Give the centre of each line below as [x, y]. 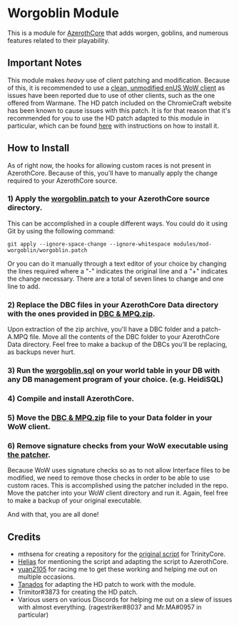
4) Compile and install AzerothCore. [71, 399]
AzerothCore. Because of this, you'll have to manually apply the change [112, 173]
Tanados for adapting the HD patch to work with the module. [107, 585]
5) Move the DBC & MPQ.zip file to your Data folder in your [110, 418]
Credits [24, 537]
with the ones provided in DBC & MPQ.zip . [81, 313]
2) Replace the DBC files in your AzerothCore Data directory [113, 305]
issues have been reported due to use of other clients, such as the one [111, 95]
